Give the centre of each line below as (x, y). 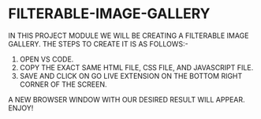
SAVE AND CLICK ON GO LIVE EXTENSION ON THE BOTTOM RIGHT (131, 76)
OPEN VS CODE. (47, 59)
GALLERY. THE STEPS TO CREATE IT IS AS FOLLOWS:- (98, 43)
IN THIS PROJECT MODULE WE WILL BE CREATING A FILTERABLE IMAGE (129, 35)
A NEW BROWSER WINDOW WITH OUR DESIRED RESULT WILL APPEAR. (127, 99)
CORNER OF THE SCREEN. (63, 84)
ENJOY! (21, 108)
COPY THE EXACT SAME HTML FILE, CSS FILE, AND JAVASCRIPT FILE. (136, 67)
